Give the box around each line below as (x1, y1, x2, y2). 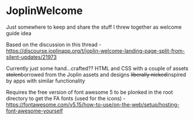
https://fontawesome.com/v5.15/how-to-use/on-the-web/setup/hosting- (6, 101, 179, 108)
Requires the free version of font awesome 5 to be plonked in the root (6, 88, 173, 95)
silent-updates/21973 (6, 53, 57, 60)
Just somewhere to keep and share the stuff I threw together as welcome (6, 23, 182, 30)
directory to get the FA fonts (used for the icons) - (6, 95, 126, 102)
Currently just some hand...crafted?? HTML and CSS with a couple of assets (6, 64, 189, 71)
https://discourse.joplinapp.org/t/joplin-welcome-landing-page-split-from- (6, 47, 185, 54)
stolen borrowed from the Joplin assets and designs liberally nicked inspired (6, 71, 186, 78)
